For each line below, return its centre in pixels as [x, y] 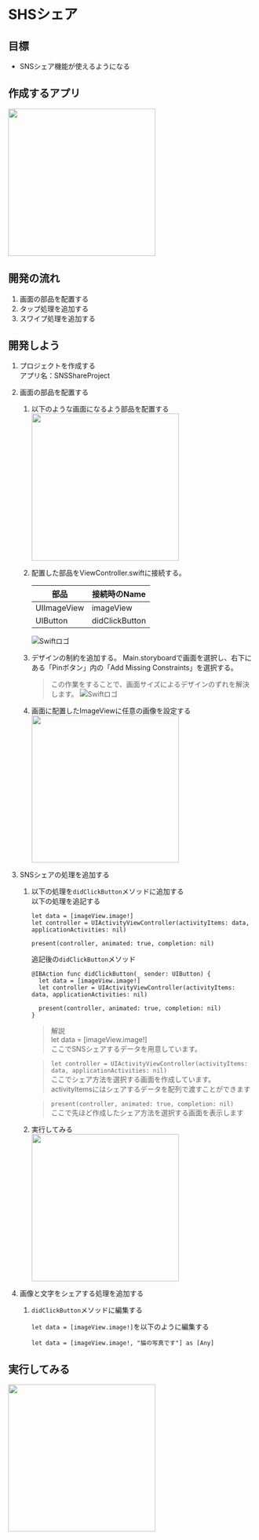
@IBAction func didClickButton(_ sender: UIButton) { [121, 974]
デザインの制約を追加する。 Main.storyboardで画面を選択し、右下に [141, 658]
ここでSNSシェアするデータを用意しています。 [126, 1049]
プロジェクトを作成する [57, 366]
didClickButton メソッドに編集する [87, 1310]
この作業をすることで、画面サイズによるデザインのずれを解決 [150, 684]
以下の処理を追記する [66, 902]
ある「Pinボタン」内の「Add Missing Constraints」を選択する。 [134, 668]
